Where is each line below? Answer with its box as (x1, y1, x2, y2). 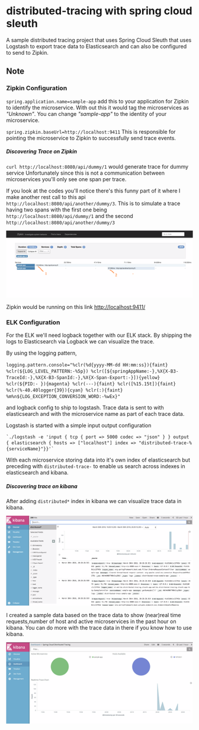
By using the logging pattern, (6, 349, 77, 357)
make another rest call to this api (6, 193, 86, 200)
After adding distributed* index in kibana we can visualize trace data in (6, 498, 182, 504)
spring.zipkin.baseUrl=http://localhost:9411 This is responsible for (6, 128, 176, 135)
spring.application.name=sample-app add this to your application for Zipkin (6, 97, 189, 105)
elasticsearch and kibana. (6, 469, 69, 476)
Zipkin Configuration (6, 84, 68, 93)
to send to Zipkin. (6, 49, 49, 56)
